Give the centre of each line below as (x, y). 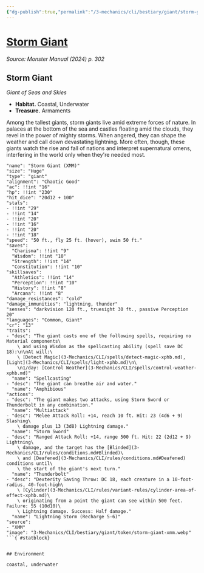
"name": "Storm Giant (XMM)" (43, 166)
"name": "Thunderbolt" (40, 475)
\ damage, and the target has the (61, 448)
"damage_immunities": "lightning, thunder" (62, 304)
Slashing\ (19, 421)
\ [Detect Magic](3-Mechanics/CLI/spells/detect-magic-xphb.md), (102, 357)
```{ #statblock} (28, 538)
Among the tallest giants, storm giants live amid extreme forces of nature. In (101, 123)
